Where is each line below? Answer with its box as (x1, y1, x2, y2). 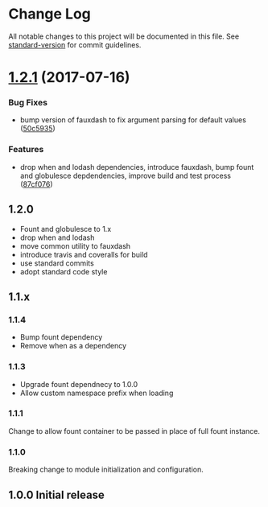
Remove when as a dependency (19, 341, 127, 351)
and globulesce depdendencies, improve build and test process (19, 171, 232, 180)
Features (8, 144, 44, 155)
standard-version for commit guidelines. (8, 39, 142, 49)
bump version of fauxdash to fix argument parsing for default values (19, 115, 247, 125)
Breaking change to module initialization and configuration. (8, 464, 204, 475)
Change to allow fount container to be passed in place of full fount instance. (8, 426, 260, 435)
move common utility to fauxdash (19, 241, 131, 250)
